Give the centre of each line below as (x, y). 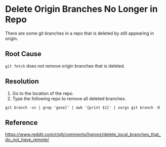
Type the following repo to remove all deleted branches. (69, 98)
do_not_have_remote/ (27, 140)
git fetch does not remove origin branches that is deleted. (65, 66)
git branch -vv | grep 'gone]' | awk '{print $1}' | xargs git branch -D (83, 108)
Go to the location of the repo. (43, 93)
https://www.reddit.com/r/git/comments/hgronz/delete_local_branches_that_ (83, 135)
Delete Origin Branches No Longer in (82, 9)
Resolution (22, 82)
